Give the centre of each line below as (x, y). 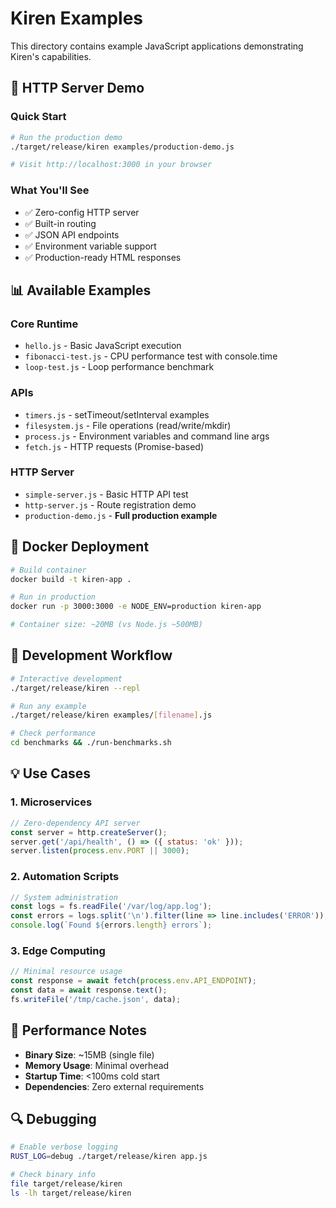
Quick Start (38, 117)
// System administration (64, 897)
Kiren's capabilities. (51, 56)
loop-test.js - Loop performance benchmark (119, 367)
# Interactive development (66, 678)
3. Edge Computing (58, 950)
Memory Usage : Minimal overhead (97, 1065)
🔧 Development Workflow (91, 655)
